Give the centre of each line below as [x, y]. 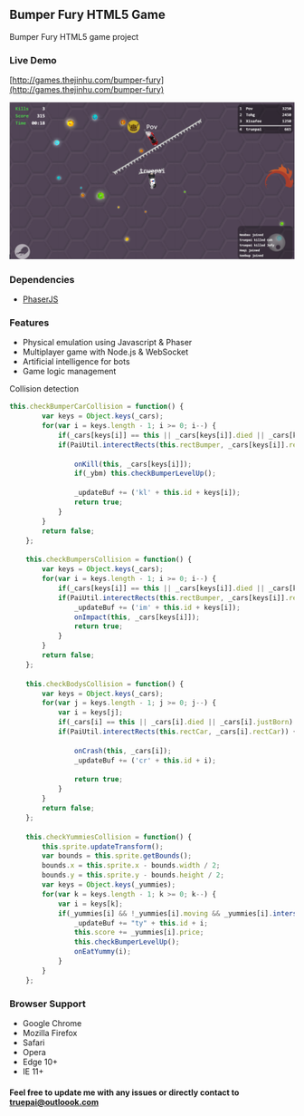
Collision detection [44, 389]
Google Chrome [52, 1023]
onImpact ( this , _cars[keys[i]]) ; [137, 617]
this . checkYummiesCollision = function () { [109, 837]
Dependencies [42, 279]
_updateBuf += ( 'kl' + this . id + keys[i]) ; [157, 493]
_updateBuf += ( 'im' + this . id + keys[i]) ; [157, 607]
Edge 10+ [40, 1062]
